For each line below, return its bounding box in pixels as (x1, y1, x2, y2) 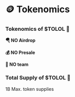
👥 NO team (5, 62, 29, 68)
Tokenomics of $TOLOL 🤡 (5, 26, 70, 33)
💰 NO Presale (5, 49, 35, 56)
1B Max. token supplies (5, 86, 54, 92)
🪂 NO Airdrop (5, 37, 36, 44)
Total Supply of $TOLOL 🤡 (5, 74, 71, 82)
